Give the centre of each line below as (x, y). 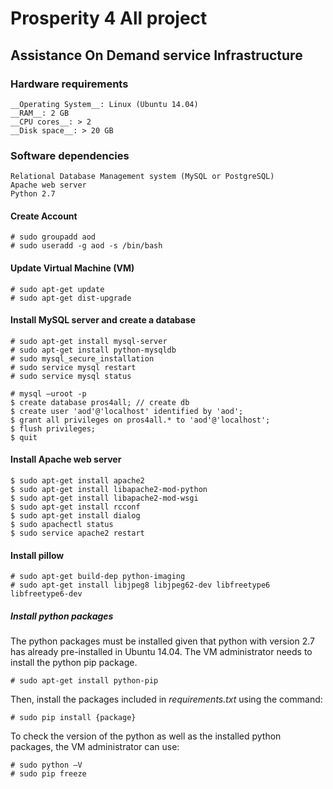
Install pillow (37, 555)
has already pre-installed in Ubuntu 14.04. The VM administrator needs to (161, 652)
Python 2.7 (33, 194)
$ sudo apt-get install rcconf (75, 507)
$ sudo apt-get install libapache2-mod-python (109, 489)
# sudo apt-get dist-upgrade (71, 298)
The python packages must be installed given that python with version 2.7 (162, 641)
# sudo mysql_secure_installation (82, 358)
